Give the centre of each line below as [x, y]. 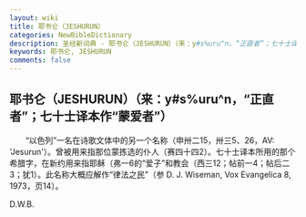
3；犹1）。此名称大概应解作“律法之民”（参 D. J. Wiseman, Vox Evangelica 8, [150, 174]
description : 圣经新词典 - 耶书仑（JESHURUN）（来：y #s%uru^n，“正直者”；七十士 [150, 43]
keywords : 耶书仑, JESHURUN [61, 52]
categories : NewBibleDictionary [71, 35]
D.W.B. [22, 204]
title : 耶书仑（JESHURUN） [57, 26]
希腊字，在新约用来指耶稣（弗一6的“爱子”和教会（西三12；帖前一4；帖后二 [150, 163]
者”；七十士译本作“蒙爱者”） [91, 116]
